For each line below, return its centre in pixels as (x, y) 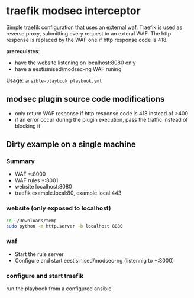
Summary (21, 161)
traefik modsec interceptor (73, 11)
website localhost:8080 (43, 187)
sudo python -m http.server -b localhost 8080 (64, 226)
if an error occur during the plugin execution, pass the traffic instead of (101, 119)
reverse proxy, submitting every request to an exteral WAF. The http (89, 33)
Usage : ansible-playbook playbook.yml (54, 80)
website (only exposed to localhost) (59, 208)
